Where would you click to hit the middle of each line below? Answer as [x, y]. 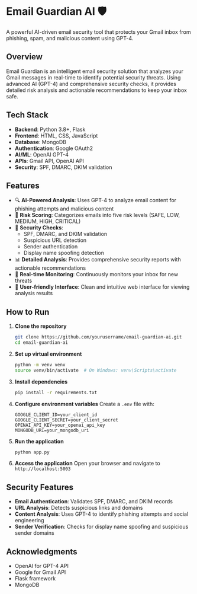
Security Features [40, 487]
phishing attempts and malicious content [64, 209]
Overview [25, 57]
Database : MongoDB [41, 142]
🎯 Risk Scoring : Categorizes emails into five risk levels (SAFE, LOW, [97, 215]
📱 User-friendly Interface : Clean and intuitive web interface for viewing [102, 287]
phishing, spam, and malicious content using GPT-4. [70, 38]
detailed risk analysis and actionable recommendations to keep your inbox [97, 90]
